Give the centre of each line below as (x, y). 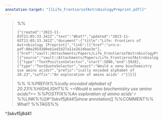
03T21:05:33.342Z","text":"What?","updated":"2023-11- (73, 36)
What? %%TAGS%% (38, 104)
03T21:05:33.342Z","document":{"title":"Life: (65, 41)
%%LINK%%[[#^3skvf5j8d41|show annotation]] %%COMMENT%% (85, 99)
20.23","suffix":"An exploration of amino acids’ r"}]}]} (77, 75)
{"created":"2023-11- (39, 32)
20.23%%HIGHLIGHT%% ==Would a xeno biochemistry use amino (84, 89)
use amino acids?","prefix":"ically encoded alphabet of (76, 70)
